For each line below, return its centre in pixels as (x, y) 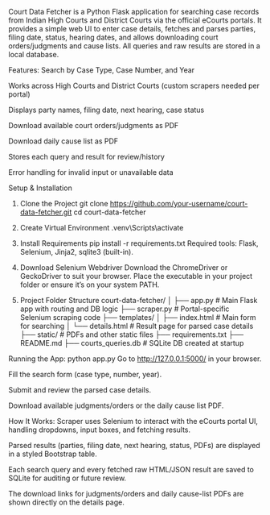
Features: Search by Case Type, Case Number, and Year (102, 70)
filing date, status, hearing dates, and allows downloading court (113, 37)
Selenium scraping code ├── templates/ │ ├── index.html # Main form (138, 317)
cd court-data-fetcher (110, 212)
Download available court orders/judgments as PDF (94, 125)
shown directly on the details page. (66, 502)
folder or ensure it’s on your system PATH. (90, 284)
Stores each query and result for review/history (86, 157)
